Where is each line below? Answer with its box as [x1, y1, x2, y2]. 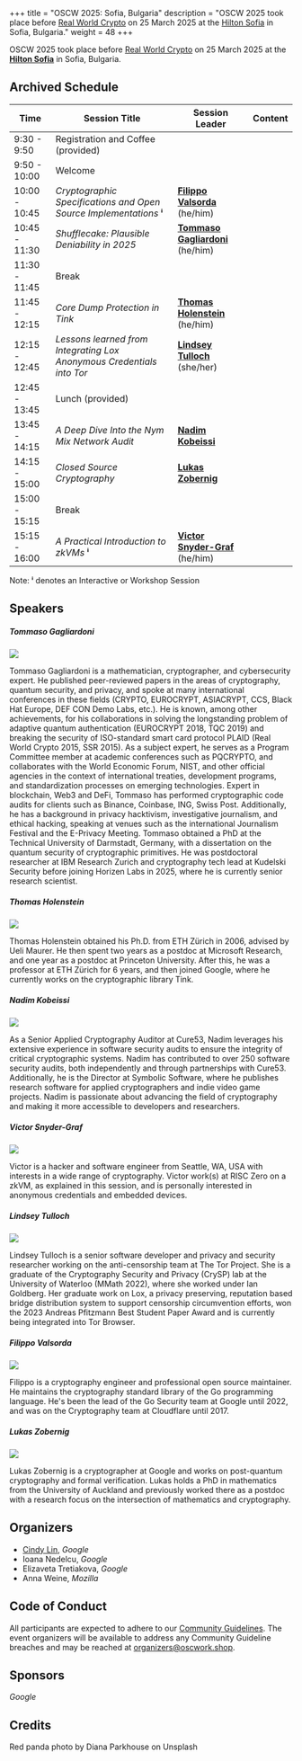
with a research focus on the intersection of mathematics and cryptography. [9, 1494, 291, 1505]
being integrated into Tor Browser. [9, 1317, 136, 1328]
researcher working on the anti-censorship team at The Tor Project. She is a [9, 1259, 291, 1270]
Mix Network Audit [55, 435, 135, 448]
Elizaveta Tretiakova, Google [22, 1563, 129, 1574]
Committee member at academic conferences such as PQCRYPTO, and [9, 752, 274, 762]
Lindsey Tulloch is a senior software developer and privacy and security [9, 1250, 276, 1261]
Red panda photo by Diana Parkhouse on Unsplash [9, 1741, 198, 1752]
